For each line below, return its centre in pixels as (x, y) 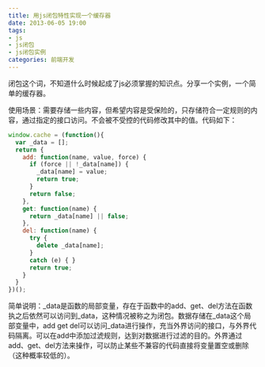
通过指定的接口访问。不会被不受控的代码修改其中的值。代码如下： (129, 120)
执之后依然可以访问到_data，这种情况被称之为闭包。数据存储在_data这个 (126, 316)
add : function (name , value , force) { (85, 157)
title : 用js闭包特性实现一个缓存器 (60, 15)
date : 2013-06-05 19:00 (47, 23)
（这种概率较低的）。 (41, 356)
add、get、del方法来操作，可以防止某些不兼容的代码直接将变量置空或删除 (129, 346)
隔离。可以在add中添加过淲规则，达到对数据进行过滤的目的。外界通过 (129, 336)
